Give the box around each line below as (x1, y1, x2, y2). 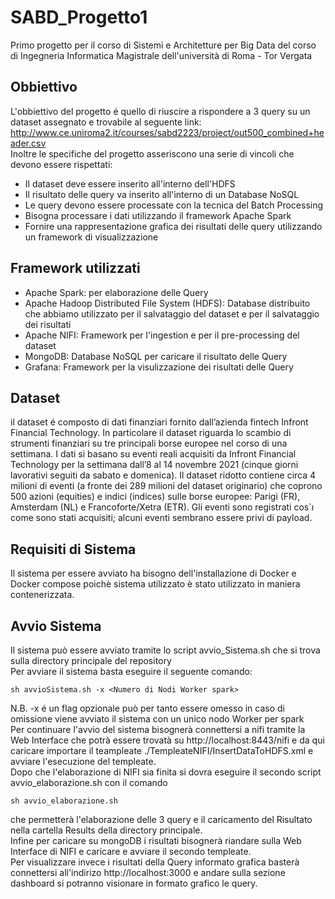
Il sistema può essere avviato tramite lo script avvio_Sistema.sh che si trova (10, 644, 321, 656)
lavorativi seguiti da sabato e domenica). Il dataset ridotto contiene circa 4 (10, 469, 317, 481)
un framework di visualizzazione (24, 231, 159, 243)
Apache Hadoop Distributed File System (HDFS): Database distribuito (24, 297, 311, 309)
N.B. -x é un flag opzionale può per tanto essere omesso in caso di (10, 702, 285, 714)
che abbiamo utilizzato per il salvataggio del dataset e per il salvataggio (24, 307, 320, 320)
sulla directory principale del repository (10, 655, 172, 666)
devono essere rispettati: (10, 158, 113, 170)
